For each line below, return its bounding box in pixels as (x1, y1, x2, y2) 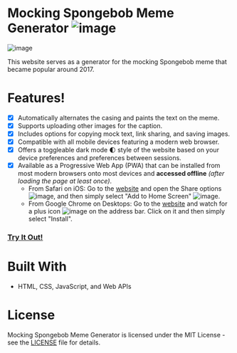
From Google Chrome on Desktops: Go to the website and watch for (28, 199, 228, 208)
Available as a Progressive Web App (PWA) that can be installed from (17, 162, 221, 170)
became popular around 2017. (7, 65, 95, 73)
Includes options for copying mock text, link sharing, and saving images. (17, 130, 230, 138)
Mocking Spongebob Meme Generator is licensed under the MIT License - (7, 331, 226, 339)
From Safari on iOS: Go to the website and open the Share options (28, 184, 222, 193)
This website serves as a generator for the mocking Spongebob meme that (7, 57, 228, 65)
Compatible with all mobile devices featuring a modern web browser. (17, 137, 220, 147)
